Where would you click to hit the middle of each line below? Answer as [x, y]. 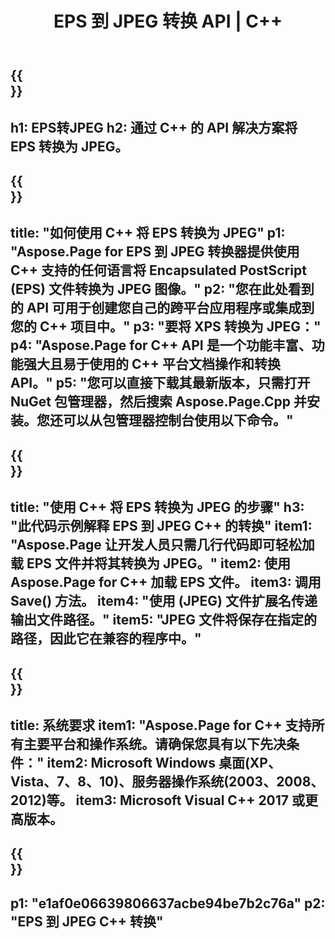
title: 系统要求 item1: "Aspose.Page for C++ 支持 [161, 725]
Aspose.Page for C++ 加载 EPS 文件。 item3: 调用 [166, 582]
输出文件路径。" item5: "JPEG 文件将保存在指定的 [163, 620]
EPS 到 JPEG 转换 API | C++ [168, 21]
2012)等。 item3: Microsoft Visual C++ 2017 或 [158, 800]
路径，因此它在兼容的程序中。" [106, 638]
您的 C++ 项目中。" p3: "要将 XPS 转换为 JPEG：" [166, 327]
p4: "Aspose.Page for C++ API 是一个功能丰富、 [161, 345]
